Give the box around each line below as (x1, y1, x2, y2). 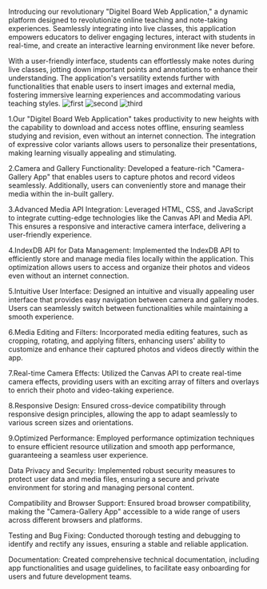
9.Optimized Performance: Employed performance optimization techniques (8, 433, 255, 443)
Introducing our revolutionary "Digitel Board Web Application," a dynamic (8, 7, 249, 16)
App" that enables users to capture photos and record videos (33, 172, 236, 181)
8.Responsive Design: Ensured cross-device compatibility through (8, 401, 226, 410)
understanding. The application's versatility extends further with (8, 74, 220, 82)
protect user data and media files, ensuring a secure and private (8, 475, 220, 484)
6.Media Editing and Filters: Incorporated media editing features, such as (8, 328, 248, 336)
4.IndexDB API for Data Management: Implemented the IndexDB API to (8, 245, 240, 255)
